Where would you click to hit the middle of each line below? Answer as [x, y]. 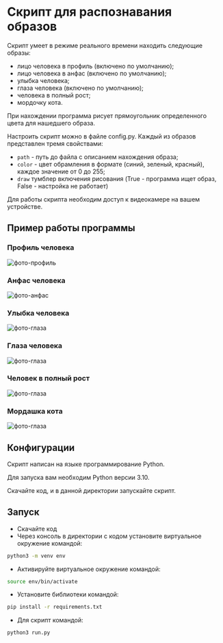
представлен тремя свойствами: [55, 143]
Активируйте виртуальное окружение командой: [89, 569]
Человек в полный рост [49, 378]
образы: [19, 53]
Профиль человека [41, 247]
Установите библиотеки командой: [68, 594]
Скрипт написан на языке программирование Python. [86, 464]
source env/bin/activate [42, 581]
